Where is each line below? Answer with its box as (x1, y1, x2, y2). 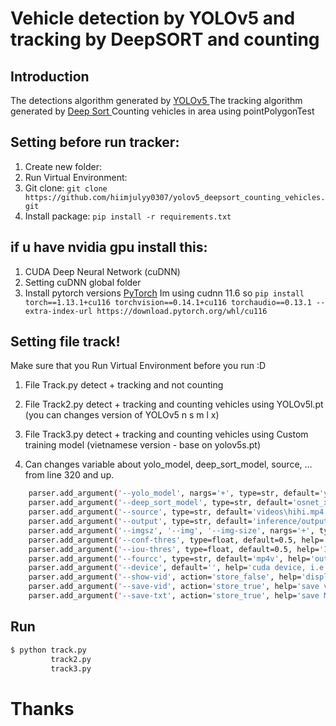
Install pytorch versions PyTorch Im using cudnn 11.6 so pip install (24, 287, 305, 299)
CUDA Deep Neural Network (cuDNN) (24, 265, 181, 277)
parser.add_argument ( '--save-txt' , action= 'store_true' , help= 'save (28, 591, 320, 601)
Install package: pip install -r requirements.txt (24, 210, 232, 222)
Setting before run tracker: (10, 134, 180, 151)
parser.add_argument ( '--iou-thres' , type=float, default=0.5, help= (28, 544, 320, 554)
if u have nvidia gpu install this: (10, 239, 208, 256)
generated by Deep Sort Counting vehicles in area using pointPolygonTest (10, 105, 315, 117)
